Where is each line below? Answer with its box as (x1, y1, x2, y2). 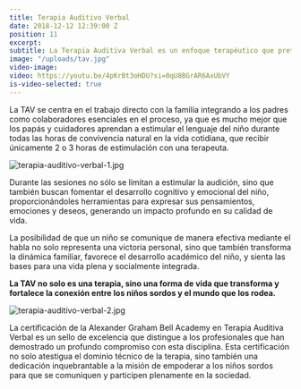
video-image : (9, 63, 58, 72)
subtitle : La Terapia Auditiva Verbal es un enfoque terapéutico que (9, 47, 275, 55)
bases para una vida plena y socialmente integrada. (9, 260, 200, 271)
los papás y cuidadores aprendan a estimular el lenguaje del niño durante (9, 123, 280, 134)
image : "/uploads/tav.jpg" (9, 55, 110, 63)
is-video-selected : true (9, 80, 102, 89)
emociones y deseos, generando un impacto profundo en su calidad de (9, 205, 273, 216)
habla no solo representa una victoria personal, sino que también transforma (9, 241, 292, 252)
